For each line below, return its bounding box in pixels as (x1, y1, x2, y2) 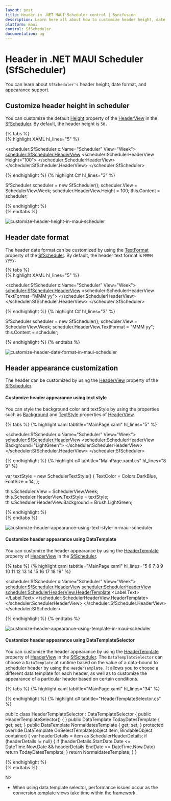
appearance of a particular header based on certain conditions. (5, 675, 139, 682)
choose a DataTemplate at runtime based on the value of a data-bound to (5, 659, 158, 665)
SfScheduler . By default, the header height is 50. (5, 120, 108, 127)
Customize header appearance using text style (5, 394, 107, 400)
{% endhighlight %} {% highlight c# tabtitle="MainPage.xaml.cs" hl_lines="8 (5, 457, 166, 464)
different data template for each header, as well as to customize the (5, 670, 147, 676)
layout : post (5, 7, 33, 13)
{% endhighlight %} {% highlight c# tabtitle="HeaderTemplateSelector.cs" (5, 695, 161, 702)
